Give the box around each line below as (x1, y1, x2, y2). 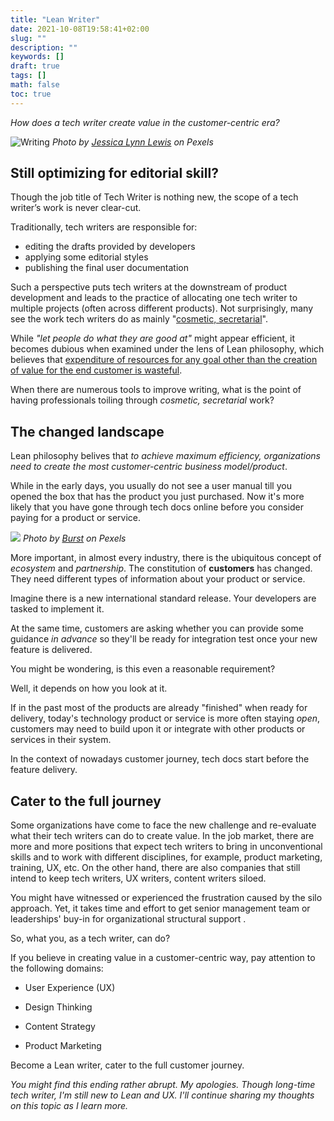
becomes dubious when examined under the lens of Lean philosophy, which (10, 343, 325, 355)
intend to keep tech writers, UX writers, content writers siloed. (10, 872, 267, 885)
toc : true (10, 89, 52, 99)
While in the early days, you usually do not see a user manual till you (10, 480, 292, 492)
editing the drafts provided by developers (24, 241, 196, 253)
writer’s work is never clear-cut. (10, 202, 142, 214)
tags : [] (10, 71, 47, 81)
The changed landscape (10, 423, 165, 440)
